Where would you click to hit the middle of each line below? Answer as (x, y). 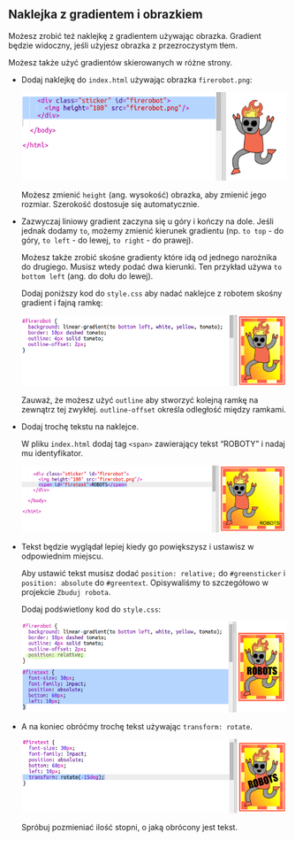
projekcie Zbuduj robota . (66, 591)
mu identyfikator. (52, 453)
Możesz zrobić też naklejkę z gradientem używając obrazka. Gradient (135, 35)
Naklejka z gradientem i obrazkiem (106, 15)
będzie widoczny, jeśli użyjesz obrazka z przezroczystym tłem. (123, 45)
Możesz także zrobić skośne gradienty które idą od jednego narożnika (149, 257)
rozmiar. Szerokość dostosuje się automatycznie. (110, 204)
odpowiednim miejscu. (62, 556)
